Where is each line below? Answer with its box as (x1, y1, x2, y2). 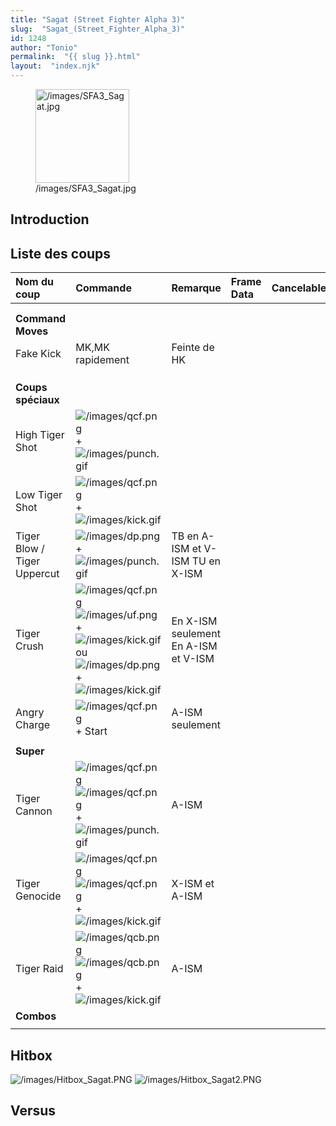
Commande (75, 281, 132, 295)
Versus (10, 1102, 57, 1120)
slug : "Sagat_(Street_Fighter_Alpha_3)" (10, 24, 186, 34)
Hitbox (10, 1047, 53, 1064)
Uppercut (15, 567, 60, 581)
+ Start (75, 724, 108, 738)
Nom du (15, 275, 54, 289)
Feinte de (171, 341, 215, 355)
